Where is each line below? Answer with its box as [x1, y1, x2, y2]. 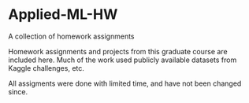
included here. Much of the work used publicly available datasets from [8, 55, 237, 64]
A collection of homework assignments [8, 31, 135, 41]
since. [8, 86, 28, 96]
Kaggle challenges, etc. [8, 63, 85, 72]
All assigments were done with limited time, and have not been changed [8, 79, 242, 88]
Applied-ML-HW [8, 6, 118, 24]
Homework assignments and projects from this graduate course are [8, 46, 228, 56]
